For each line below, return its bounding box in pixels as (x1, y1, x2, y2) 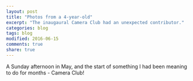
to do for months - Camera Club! (6, 69, 85, 76)
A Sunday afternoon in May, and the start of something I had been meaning (6, 63, 187, 70)
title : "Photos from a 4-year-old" (6, 14, 93, 20)
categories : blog (6, 25, 49, 31)
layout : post (6, 8, 38, 15)
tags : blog (6, 31, 33, 36)
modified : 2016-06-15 (6, 36, 59, 42)
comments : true (6, 42, 43, 48)
